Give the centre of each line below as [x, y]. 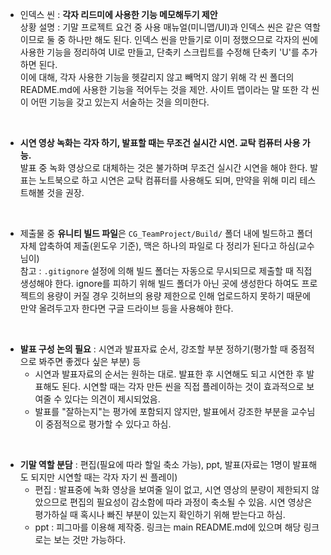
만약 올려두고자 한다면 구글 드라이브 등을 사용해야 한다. [126, 308]
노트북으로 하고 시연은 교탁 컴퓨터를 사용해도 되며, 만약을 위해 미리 [168, 180]
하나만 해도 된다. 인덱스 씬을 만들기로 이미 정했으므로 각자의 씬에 [193, 39]
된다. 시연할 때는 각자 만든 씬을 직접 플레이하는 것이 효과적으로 [183, 386]
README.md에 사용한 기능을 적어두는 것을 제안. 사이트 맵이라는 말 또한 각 [164, 89]
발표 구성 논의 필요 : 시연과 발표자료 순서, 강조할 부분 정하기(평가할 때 [153, 349]
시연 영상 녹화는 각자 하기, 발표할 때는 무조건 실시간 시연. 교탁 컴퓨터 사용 [160, 142]
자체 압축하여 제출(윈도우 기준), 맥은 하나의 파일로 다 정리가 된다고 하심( [159, 246]
